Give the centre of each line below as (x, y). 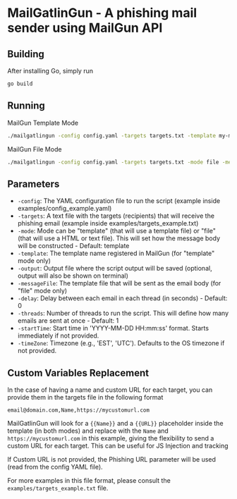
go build (20, 84)
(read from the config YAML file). (55, 467)
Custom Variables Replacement (78, 372)
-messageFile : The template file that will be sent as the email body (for (119, 283)
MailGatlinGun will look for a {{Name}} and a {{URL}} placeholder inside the (115, 424)
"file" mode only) (42, 291)
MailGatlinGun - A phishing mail (102, 13)
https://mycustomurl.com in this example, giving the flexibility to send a (111, 438)
